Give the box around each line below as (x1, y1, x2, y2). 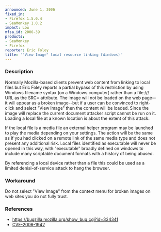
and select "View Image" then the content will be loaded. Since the (15, 105, 149, 111)
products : (5, 34, 25, 39)
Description (5, 68, 33, 75)
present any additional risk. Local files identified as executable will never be (5, 140, 156, 146)
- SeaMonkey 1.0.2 (5, 20, 42, 26)
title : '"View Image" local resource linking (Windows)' (5, 52, 123, 57)
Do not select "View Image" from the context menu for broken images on (5, 188, 151, 194)
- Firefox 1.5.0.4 (5, 16, 42, 21)
